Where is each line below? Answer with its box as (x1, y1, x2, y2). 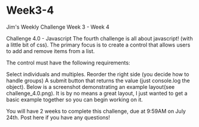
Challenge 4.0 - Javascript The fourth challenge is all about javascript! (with (6, 35, 193, 42)
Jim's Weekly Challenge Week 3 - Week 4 (6, 23, 109, 30)
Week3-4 (6, 4, 54, 17)
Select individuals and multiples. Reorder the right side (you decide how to (6, 70, 189, 78)
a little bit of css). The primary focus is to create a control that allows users (6, 41, 191, 48)
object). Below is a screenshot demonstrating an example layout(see (6, 83, 175, 90)
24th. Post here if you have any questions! (6, 114, 111, 121)
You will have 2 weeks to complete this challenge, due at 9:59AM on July (6, 107, 186, 114)
